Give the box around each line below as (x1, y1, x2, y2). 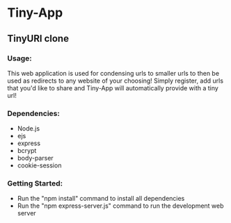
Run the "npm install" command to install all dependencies (17, 195, 185, 203)
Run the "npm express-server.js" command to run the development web (17, 201, 224, 210)
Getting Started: (7, 179, 63, 188)
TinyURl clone (7, 33, 70, 44)
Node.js (17, 124, 40, 133)
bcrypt (17, 147, 37, 155)
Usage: (7, 53, 33, 63)
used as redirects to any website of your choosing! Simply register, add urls (7, 76, 224, 85)
